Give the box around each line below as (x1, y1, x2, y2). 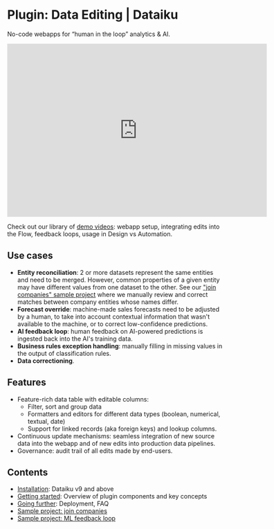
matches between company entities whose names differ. (17, 298, 179, 306)
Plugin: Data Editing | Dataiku (7, 7, 179, 23)
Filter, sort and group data (27, 402, 102, 411)
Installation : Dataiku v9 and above (17, 485, 114, 493)
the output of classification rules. (17, 349, 111, 357)
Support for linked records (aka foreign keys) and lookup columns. (27, 424, 217, 433)
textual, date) (27, 417, 66, 425)
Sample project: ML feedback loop (17, 514, 116, 523)
